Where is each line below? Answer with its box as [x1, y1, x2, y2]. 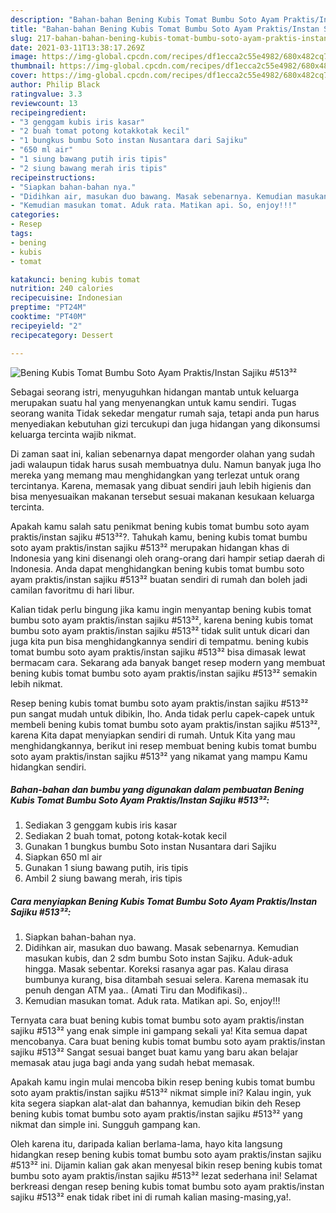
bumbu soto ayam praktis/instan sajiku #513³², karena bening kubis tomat [10, 614, 314, 626]
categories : [10, 210, 60, 220]
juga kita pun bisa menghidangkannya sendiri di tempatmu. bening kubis [10, 635, 309, 647]
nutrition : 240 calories [10, 284, 114, 294]
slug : [10, 33, 33, 43]
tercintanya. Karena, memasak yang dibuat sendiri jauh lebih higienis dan [10, 479, 312, 491]
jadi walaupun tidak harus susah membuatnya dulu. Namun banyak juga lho [10, 458, 322, 470]
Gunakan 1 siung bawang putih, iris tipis [24, 862, 189, 874]
